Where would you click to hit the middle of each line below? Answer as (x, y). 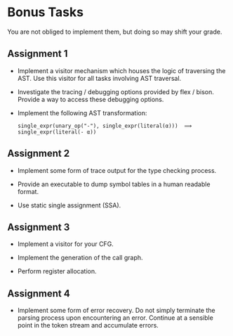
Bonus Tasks (46, 12)
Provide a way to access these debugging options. (91, 99)
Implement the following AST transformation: (82, 112)
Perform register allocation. (57, 271)
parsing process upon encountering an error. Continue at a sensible (115, 318)
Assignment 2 (39, 154)
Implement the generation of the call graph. (80, 258)
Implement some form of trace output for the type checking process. (117, 170)
